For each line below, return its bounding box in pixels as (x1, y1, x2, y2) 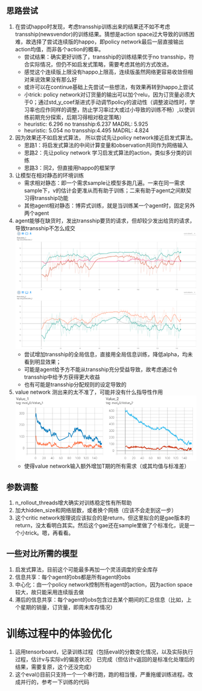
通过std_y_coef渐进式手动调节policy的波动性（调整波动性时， (38, 98, 190, 106)
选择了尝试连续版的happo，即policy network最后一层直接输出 (31, 38, 184, 45)
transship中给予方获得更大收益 (24, 373, 101, 381)
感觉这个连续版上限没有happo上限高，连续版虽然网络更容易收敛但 (24, 68, 188, 76)
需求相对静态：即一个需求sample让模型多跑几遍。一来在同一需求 (24, 179, 185, 186)
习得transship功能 (24, 194, 69, 201)
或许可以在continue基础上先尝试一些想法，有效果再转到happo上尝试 (24, 83, 194, 91)
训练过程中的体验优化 (6, 627, 113, 640)
